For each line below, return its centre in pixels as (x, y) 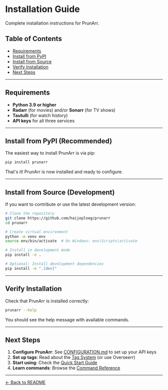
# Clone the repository (30, 214)
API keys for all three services (43, 121)
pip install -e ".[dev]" (31, 268)
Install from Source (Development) (60, 192)
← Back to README (25, 382)
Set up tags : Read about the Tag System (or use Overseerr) (74, 357)
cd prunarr (16, 223)
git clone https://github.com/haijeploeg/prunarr (58, 218)
